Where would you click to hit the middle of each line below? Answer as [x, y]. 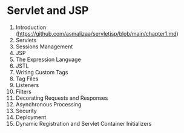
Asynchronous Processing [48, 104]
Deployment [31, 117]
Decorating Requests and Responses [62, 98]
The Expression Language [48, 59]
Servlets [26, 40]
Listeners [27, 85]
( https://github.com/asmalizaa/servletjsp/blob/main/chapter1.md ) [97, 33]
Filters [24, 91]
